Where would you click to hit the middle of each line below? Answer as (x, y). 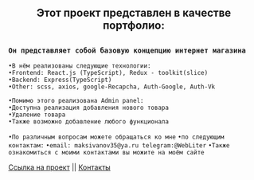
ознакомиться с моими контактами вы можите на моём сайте (106, 153)
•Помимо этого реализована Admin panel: (76, 101)
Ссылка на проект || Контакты (60, 167)
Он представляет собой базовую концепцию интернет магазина (127, 50)
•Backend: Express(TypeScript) (60, 80)
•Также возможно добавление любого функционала (89, 122)
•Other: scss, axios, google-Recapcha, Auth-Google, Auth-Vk (112, 87)
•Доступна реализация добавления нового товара (89, 108)
